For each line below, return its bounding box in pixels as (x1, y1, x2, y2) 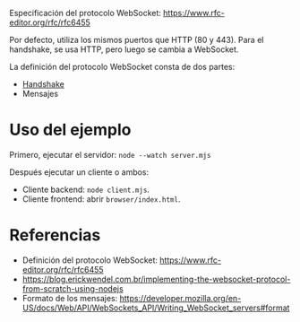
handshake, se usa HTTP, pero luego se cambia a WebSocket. (9, 44, 239, 55)
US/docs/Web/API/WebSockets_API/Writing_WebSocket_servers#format (21, 302, 290, 313)
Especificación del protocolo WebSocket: (9, 8, 161, 18)
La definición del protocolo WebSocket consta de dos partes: (9, 62, 236, 72)
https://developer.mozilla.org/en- (119, 292, 242, 303)
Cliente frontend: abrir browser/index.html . (21, 193, 181, 205)
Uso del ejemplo (9, 120, 132, 140)
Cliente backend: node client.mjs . (21, 184, 150, 195)
